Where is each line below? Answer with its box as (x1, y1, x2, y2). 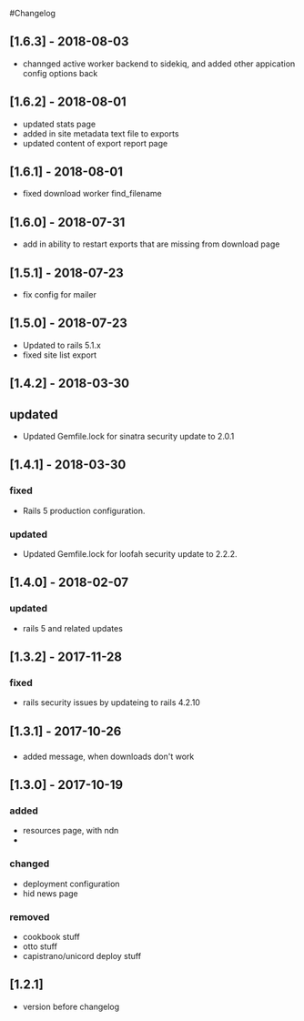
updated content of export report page (22, 137, 168, 148)
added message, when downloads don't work (22, 751, 195, 762)
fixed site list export (22, 349, 97, 360)
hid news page (22, 887, 79, 899)
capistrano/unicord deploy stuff (22, 951, 142, 962)
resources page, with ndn (22, 825, 119, 836)
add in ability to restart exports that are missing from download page (22, 238, 280, 249)
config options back (22, 67, 98, 78)
